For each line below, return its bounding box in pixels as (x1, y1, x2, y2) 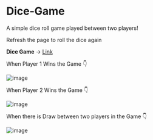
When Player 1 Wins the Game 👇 (6, 60, 87, 68)
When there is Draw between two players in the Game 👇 (6, 113, 147, 120)
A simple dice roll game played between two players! (6, 24, 138, 32)
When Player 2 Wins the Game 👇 (6, 86, 89, 94)
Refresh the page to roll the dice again (6, 36, 102, 43)
